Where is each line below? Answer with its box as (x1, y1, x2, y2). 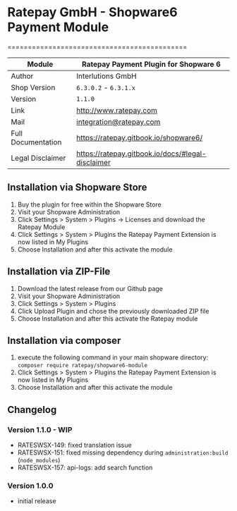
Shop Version (11, 82, 56, 92)
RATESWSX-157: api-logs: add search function (17, 463, 153, 472)
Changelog (7, 403, 57, 416)
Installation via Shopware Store (7, 181, 147, 194)
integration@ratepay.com (76, 117, 161, 127)
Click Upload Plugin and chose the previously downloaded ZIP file (17, 307, 209, 315)
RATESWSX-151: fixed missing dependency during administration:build (17, 448, 229, 457)
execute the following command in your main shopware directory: (17, 353, 209, 362)
